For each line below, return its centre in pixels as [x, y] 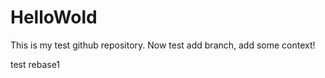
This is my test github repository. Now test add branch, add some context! [163, 45]
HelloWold [54, 17]
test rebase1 [35, 64]
